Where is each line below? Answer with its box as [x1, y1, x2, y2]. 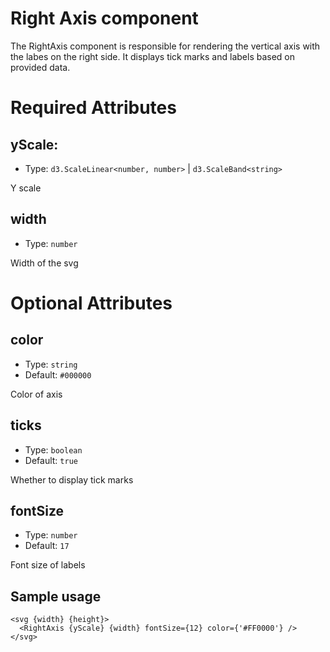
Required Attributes [10, 97, 177, 119]
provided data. [10, 61, 71, 73]
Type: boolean [24, 443, 83, 456]
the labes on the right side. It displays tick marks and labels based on [10, 50, 296, 62]
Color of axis [10, 388, 63, 400]
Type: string [24, 358, 78, 370]
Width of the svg [10, 257, 79, 269]
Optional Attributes [10, 292, 173, 314]
